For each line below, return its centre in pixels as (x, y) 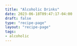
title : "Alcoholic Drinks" (32, 9)
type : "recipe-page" (26, 23)
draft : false (18, 18)
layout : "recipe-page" (28, 27)
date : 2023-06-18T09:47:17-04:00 (39, 14)
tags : (10, 32)
